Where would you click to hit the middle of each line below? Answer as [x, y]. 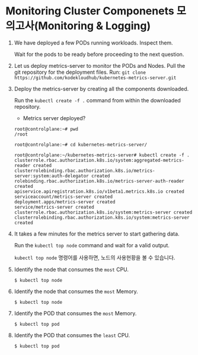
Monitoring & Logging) [94, 26]
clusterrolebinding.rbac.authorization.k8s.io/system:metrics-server [102, 217]
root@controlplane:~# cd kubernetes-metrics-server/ [81, 144]
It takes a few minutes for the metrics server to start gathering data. [97, 234]
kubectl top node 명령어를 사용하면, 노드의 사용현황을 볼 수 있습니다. [95, 257]
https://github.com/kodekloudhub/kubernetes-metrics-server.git [95, 78]
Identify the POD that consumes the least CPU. [72, 335]
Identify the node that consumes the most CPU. [71, 269]
